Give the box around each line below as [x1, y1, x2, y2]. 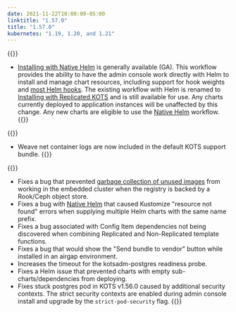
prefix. [17, 215, 37, 223]
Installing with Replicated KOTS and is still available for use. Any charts [17, 93, 223, 101]
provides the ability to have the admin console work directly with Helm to [17, 70, 230, 79]
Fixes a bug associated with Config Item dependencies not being [17, 223, 206, 231]
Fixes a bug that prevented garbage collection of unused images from [17, 177, 221, 186]
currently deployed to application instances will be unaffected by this [17, 100, 218, 109]
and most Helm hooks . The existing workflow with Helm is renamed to [17, 85, 221, 94]
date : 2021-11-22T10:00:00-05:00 [7, 10, 106, 18]
